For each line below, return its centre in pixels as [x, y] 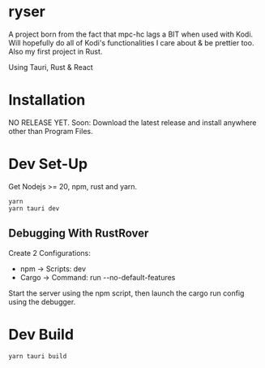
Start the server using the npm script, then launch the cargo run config [126, 293]
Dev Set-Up [48, 164]
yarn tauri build [38, 356]
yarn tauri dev [34, 208]
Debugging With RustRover [79, 234]
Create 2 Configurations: [49, 253]
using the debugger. [42, 301]
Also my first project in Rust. [56, 51]
